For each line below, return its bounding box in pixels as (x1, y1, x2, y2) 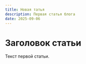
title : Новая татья (5, 7, 45, 12)
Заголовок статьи (5, 37, 82, 48)
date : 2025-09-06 (5, 16, 41, 21)
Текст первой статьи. (5, 53, 50, 59)
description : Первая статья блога (5, 12, 76, 17)
